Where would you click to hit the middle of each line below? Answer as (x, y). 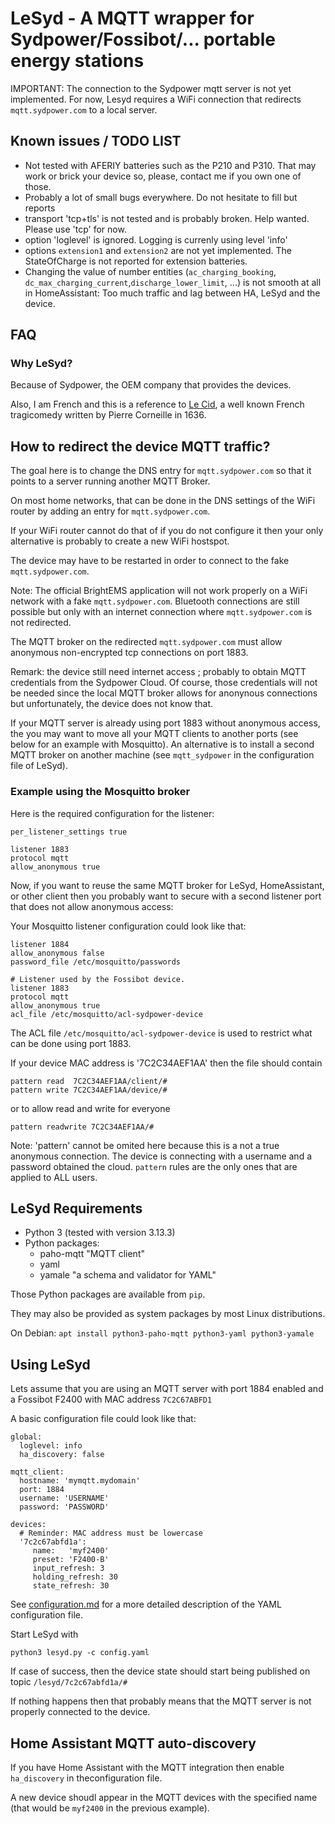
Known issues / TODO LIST (96, 141)
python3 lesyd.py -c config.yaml (80, 1653)
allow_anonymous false (57, 953)
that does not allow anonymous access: (92, 906)
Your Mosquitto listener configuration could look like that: (128, 926)
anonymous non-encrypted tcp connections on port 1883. (129, 653)
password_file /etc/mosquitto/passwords (96, 962)
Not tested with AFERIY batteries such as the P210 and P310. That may (170, 165)
